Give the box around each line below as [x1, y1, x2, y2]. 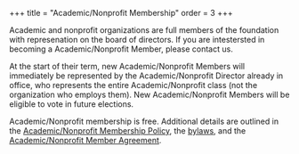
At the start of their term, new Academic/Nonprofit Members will [9, 61, 246, 71]
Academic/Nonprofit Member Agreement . [9, 135, 162, 145]
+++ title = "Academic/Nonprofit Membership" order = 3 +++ [9, 8, 233, 18]
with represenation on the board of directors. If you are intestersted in [9, 35, 265, 45]
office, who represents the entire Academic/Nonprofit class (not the [9, 80, 258, 90]
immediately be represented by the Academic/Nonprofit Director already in [9, 70, 284, 81]
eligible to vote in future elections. [9, 99, 134, 109]
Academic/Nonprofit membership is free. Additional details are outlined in [9, 116, 279, 126]
